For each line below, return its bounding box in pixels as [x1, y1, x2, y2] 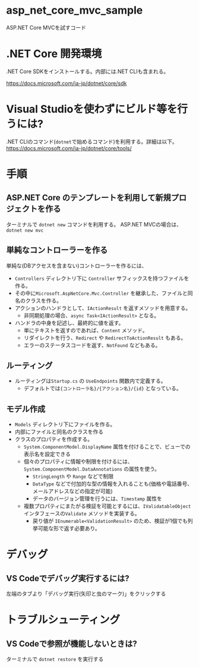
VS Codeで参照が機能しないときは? [6, 638, 138, 648]
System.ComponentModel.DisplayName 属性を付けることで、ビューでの [23, 443, 191, 450]
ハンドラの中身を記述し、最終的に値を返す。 [14, 319, 124, 326]
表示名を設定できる [23, 450, 71, 458]
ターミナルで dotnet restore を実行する [6, 656, 104, 663]
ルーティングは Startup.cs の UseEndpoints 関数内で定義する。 [14, 377, 166, 385]
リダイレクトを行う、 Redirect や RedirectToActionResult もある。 [23, 334, 187, 341]
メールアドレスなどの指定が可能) [32, 488, 113, 495]
